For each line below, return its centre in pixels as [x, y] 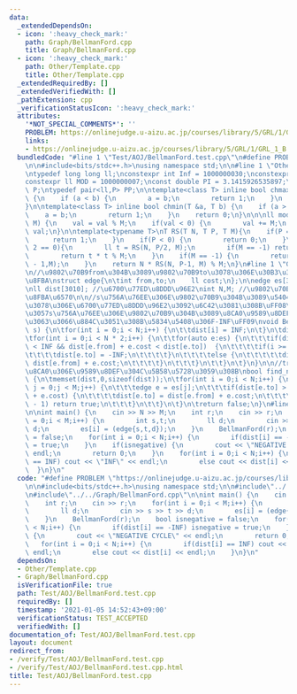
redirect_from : [37, 652]
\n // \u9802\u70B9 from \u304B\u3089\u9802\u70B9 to [116, 273]
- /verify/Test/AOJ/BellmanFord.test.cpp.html [96, 667]
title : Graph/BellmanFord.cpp [81, 50]
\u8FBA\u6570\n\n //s [63, 297]
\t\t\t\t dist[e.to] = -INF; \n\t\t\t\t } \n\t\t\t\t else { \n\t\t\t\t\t [154, 355]
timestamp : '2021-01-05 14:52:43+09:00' [92, 610]
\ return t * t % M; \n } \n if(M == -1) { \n [132, 256]
